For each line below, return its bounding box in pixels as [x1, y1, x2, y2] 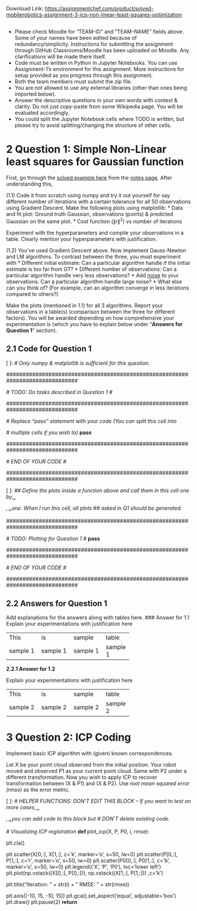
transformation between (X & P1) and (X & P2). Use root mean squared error [6, 780, 190, 787]
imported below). [14, 90, 56, 98]
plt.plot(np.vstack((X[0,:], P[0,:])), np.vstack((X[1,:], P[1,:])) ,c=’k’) [6, 869, 164, 877]
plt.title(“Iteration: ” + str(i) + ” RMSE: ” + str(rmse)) [6, 881, 130, 888]
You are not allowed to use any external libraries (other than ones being [14, 85, 188, 92]
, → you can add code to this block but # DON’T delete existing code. [6, 815, 170, 824]
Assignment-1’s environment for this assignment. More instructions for [14, 66, 185, 73]
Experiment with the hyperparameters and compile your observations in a [6, 229, 184, 236]
